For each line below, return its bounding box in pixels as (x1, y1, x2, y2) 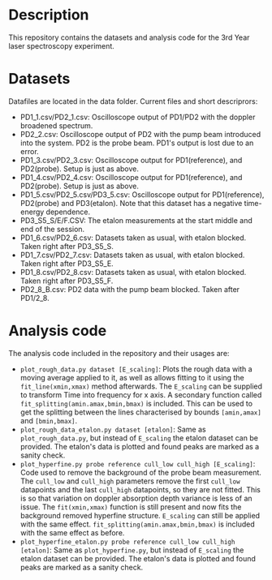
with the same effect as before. (19, 527, 125, 537)
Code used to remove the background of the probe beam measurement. (19, 467, 262, 477)
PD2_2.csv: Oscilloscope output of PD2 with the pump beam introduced (19, 129, 261, 139)
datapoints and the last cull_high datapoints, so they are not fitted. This (19, 484, 261, 494)
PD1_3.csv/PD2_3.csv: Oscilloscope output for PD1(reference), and (19, 155, 243, 165)
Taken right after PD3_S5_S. (19, 241, 114, 251)
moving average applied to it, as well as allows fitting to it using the (19, 372, 245, 382)
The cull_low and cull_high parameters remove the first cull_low (19, 476, 241, 486)
